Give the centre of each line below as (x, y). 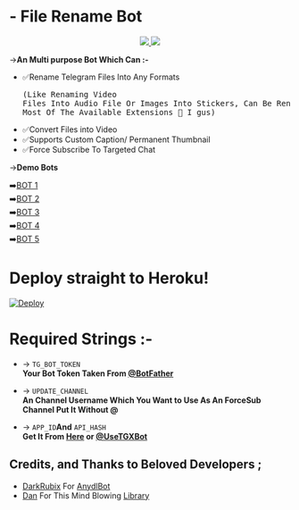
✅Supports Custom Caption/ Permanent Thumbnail (116, 139)
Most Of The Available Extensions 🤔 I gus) (119, 112)
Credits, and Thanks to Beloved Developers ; (136, 465)
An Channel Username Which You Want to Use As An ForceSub (141, 400)
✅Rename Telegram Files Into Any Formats (101, 77)
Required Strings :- (81, 339)
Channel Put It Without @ (70, 409)
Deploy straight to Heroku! (109, 278)
